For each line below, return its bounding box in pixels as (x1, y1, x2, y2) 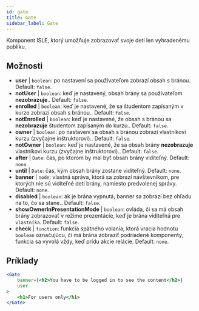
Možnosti (6, 61, 43, 71)
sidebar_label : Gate (6, 20, 59, 26)
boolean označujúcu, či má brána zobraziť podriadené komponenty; (15, 232, 184, 239)
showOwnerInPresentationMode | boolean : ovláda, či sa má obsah (15, 206, 184, 213)
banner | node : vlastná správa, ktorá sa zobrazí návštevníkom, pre (15, 173, 180, 181)
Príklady (6, 255, 39, 266)
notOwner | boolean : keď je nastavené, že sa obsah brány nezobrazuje (15, 141, 194, 149)
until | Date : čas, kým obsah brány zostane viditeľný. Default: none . (15, 167, 181, 175)
